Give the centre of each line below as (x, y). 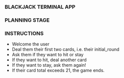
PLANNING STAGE (27, 20)
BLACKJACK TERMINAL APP (40, 7)
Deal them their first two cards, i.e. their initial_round (66, 49)
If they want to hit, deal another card (49, 60)
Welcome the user (31, 44)
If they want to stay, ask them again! (49, 65)
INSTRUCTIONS (24, 33)
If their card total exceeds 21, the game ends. (58, 71)
